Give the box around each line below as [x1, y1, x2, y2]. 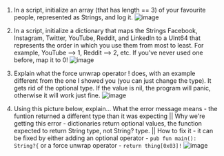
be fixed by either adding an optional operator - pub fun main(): [13, 134, 197, 142]
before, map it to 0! [13, 56, 69, 64]
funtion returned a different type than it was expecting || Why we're [13, 112, 205, 120]
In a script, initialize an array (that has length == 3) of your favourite [13, 6, 206, 14]
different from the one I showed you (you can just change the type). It [13, 77, 212, 85]
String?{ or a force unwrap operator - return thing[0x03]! [13, 142, 183, 149]
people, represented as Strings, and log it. [13, 13, 133, 21]
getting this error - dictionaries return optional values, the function [13, 119, 202, 127]
